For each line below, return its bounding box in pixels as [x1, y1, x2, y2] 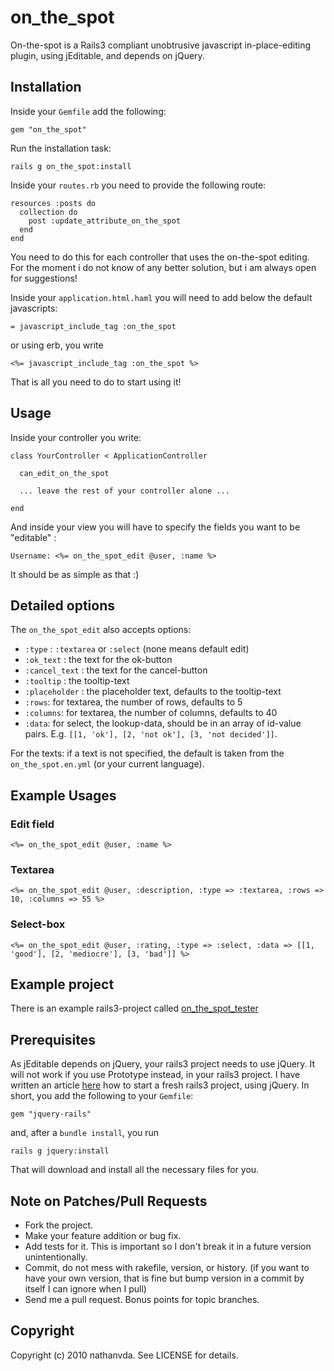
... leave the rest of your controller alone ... [19, 486, 230, 496]
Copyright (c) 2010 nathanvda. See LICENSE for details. [10, 1349, 239, 1361]
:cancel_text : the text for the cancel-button [24, 664, 208, 676]
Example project [10, 976, 115, 993]
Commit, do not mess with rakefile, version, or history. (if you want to [24, 1262, 310, 1274]
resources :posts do [10, 198, 97, 208]
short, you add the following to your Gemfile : [10, 1090, 194, 1102]
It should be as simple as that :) [10, 568, 140, 580]
